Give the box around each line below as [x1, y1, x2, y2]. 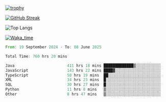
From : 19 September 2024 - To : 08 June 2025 [5, 45, 102, 50]
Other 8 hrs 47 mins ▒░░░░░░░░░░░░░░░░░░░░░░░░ [5, 92, 161, 97]
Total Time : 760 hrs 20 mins [5, 54, 67, 59]
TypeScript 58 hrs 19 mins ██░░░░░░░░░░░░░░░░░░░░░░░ [5, 72, 161, 78]
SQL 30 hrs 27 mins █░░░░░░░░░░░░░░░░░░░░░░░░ [5, 82, 161, 87]
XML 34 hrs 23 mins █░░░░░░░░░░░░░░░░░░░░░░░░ [5, 77, 161, 83]
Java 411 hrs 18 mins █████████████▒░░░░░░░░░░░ [5, 63, 161, 68]
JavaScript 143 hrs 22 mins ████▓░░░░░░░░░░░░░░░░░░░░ [5, 68, 161, 73]
